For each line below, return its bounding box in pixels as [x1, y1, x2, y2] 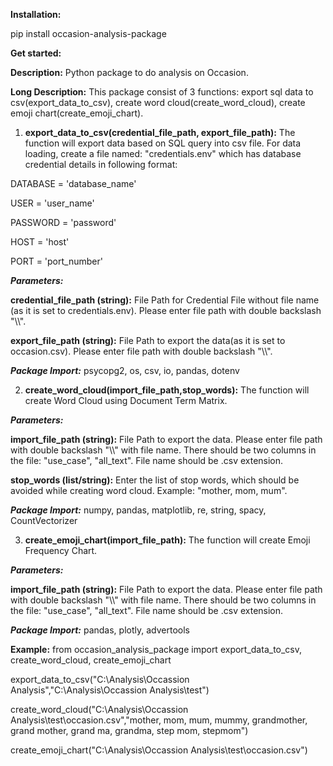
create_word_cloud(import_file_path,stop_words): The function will [24, 384, 310, 396]
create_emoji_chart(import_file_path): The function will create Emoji [24, 534, 311, 546]
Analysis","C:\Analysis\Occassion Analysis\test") [10, 684, 210, 696]
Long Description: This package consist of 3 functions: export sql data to [10, 86, 314, 98]
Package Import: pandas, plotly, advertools [10, 624, 190, 636]
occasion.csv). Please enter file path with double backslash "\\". [10, 345, 273, 357]
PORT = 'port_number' [10, 255, 103, 267]
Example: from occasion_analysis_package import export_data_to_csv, [10, 644, 303, 655]
